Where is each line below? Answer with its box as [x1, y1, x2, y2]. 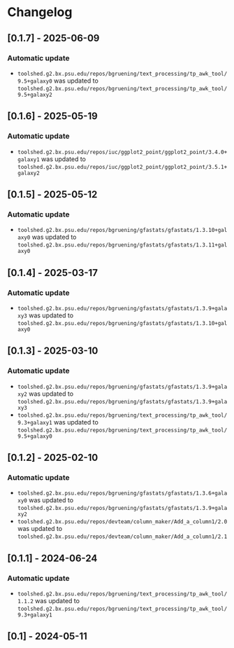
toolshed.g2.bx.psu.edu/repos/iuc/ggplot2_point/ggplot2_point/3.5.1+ [17, 163, 228, 170]
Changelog [7, 4, 73, 20]
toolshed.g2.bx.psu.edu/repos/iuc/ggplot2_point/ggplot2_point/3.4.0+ [17, 149, 228, 156]
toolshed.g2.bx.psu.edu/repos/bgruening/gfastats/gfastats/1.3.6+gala [17, 490, 228, 497]
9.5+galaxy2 [17, 91, 52, 98]
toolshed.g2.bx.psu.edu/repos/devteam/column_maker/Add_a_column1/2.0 [17, 518, 228, 525]
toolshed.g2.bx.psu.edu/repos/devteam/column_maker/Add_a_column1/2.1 [17, 533, 228, 540]
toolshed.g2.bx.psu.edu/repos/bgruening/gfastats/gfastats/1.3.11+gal [17, 242, 228, 249]
